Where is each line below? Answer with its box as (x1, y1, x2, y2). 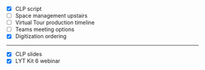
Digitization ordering (15, 33, 67, 40)
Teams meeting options (15, 26, 74, 33)
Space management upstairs (15, 12, 88, 19)
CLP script (15, 5, 42, 12)
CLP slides (15, 51, 43, 58)
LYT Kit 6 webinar (15, 57, 60, 65)
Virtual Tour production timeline (15, 19, 95, 26)
